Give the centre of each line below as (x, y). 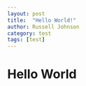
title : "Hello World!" (42, 20)
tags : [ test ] (26, 40)
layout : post (26, 14)
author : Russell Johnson (43, 27)
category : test (29, 33)
